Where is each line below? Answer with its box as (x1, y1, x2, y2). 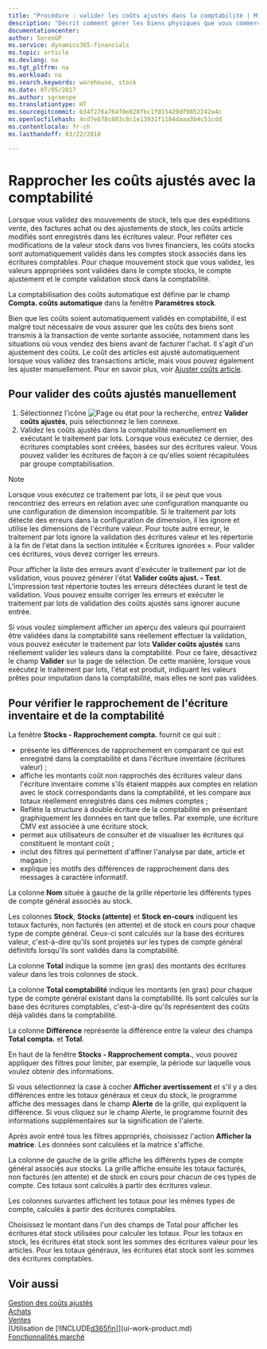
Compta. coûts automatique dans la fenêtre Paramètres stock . (8, 298, 217, 308)
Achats (8, 1307, 32, 1316)
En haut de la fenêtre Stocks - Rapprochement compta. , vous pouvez (8, 1049, 238, 1060)
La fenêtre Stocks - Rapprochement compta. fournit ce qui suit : (8, 730, 221, 739)
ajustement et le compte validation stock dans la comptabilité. (8, 274, 211, 284)
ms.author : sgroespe (8, 93, 77, 101)
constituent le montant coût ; (19, 838, 114, 849)
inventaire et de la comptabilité (8, 708, 165, 722)
